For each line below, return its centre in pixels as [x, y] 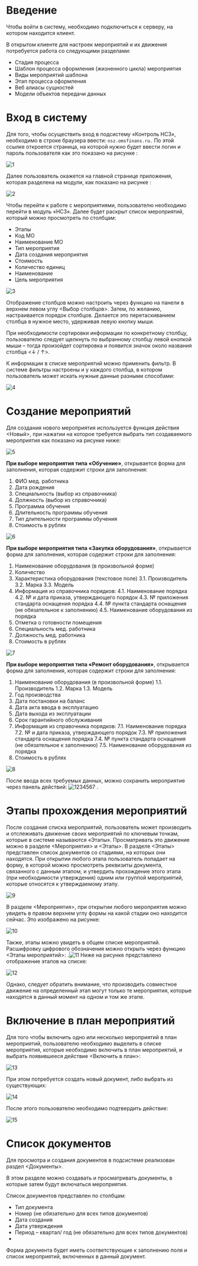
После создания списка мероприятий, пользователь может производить [99, 827]
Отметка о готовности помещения [58, 622]
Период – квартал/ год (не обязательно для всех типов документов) [101, 1232]
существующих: [27, 1085]
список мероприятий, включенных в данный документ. [76, 1256]
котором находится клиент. [41, 33]
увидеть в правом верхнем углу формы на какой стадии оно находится [97, 913]
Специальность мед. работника [55, 629]
